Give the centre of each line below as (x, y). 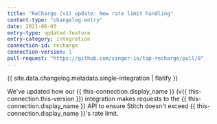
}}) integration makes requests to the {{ (131, 99)
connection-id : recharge (43, 45)
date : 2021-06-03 (32, 26)
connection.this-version (41, 99)
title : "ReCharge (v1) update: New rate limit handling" (90, 13)
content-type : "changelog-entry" (55, 20)
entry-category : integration (49, 39)
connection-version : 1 (39, 52)
